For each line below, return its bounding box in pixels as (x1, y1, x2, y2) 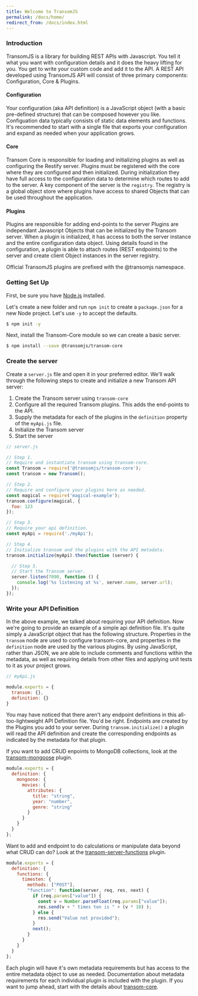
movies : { (21, 782, 46, 788)
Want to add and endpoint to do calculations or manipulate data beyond (6, 842, 181, 849)
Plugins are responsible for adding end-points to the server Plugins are (6, 221, 179, 228)
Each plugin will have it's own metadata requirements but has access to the (6, 964, 190, 971)
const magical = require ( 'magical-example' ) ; (6, 492, 120, 499)
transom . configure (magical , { (6, 498, 81, 504)
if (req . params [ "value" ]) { (32, 893, 102, 899)
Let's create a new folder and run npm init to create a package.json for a (6, 303, 183, 311)
